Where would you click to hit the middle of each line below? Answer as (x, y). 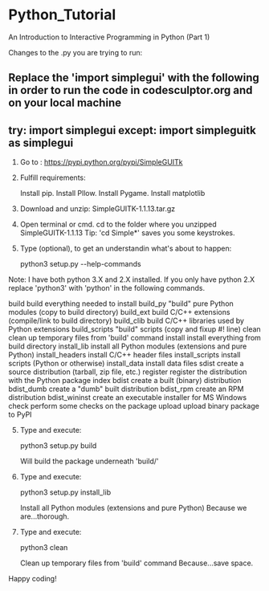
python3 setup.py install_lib (65, 492)
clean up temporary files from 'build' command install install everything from (134, 338)
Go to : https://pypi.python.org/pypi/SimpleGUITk (101, 162)
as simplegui (41, 143)
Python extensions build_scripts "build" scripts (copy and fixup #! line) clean (134, 329)
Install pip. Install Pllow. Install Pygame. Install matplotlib (112, 194)
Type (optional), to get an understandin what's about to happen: (126, 249)
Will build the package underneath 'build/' (89, 461)
